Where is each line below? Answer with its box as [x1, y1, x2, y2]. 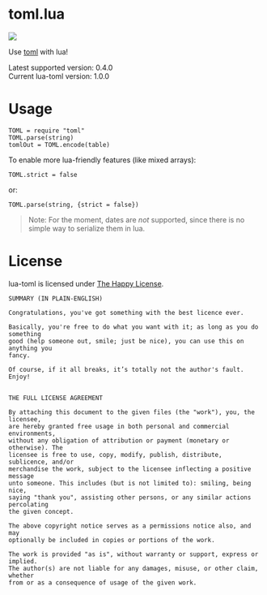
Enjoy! [8, 373, 31, 381]
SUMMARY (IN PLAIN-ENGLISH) [8, 294, 104, 303]
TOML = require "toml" [8, 127, 85, 135]
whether [8, 571, 35, 580]
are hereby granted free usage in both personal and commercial [8, 422, 230, 430]
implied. [8, 557, 38, 565]
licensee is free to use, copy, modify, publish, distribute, [8, 451, 222, 459]
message [8, 472, 35, 480]
